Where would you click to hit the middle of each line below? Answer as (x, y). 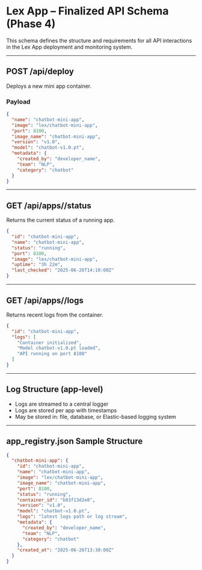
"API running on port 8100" (52, 354)
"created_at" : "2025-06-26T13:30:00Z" (66, 550)
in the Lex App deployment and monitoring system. (69, 47)
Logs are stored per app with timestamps (66, 410)
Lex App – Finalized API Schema (87, 11)
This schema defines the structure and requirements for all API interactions (99, 40)
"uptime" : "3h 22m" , (37, 265)
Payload (18, 102)
